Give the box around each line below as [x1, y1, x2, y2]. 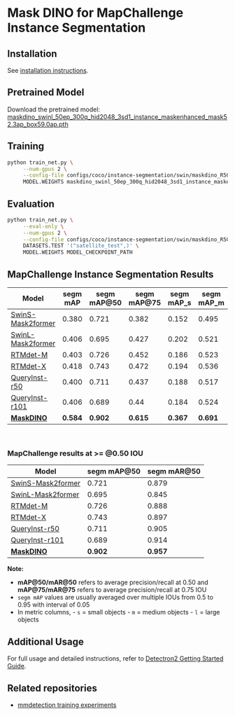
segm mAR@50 [147, 467, 201, 476]
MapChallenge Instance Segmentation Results [7, 268, 214, 280]
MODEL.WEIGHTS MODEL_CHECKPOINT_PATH [22, 249, 133, 256]
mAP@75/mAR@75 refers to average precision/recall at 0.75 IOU [17, 586, 207, 594]
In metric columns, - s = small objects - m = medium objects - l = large [17, 608, 220, 617]
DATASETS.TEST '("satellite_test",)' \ [22, 242, 139, 249]
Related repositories [7, 682, 98, 694]
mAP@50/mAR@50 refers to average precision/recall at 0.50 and [17, 578, 208, 586]
